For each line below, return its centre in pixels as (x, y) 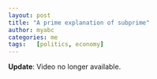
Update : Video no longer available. (65, 66)
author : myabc (32, 30)
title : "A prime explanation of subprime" (79, 23)
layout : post (30, 15)
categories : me (33, 37)
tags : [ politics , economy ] (56, 45)
